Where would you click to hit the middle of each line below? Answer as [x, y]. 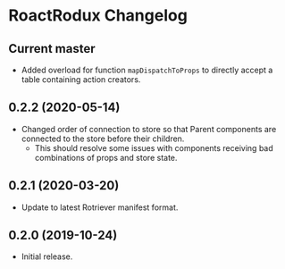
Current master [52, 49]
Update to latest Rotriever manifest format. [100, 207]
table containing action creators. [81, 80]
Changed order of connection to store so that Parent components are [149, 129]
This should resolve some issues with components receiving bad [154, 147]
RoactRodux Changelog [98, 16]
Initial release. [47, 256]
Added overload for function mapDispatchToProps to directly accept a [147, 70]
